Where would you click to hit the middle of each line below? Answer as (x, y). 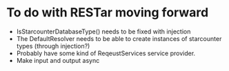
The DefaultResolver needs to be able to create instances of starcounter (119, 38)
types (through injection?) (53, 46)
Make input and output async (58, 60)
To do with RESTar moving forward (108, 13)
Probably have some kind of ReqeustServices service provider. (106, 53)
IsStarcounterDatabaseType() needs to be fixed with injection (103, 31)
